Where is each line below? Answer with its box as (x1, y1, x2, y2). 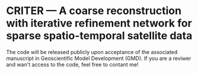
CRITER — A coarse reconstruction (6, 4, 182, 18)
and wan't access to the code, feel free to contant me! (6, 60, 139, 68)
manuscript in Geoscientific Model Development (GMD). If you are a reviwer (6, 55, 191, 62)
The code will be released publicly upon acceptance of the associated (6, 48, 178, 55)
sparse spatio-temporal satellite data (6, 29, 193, 42)
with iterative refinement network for (6, 16, 193, 30)
